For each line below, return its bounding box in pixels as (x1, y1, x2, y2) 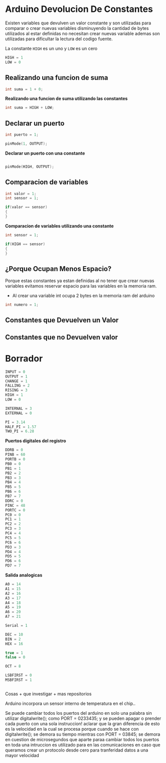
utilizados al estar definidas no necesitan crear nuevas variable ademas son (5, 30, 160, 36)
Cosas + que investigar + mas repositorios (5, 690, 92, 697)
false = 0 (5, 655, 26, 660)
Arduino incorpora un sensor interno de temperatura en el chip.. (5, 700, 136, 706)
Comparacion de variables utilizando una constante (5, 223, 114, 229)
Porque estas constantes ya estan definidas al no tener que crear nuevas (5, 278, 155, 284)
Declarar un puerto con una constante (5, 150, 85, 156)
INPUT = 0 (5, 369, 26, 374)
